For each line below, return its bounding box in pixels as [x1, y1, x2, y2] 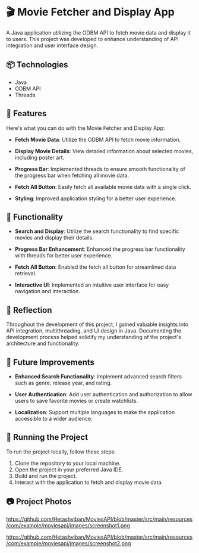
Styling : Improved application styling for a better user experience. [14, 195, 177, 202]
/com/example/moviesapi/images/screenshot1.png [6, 521, 131, 529]
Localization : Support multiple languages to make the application [14, 409, 175, 415]
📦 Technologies [6, 60, 68, 70]
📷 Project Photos [6, 496, 72, 507]
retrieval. [14, 270, 37, 277]
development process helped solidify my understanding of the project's [6, 334, 181, 341]
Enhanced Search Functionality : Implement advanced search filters [14, 373, 182, 380]
